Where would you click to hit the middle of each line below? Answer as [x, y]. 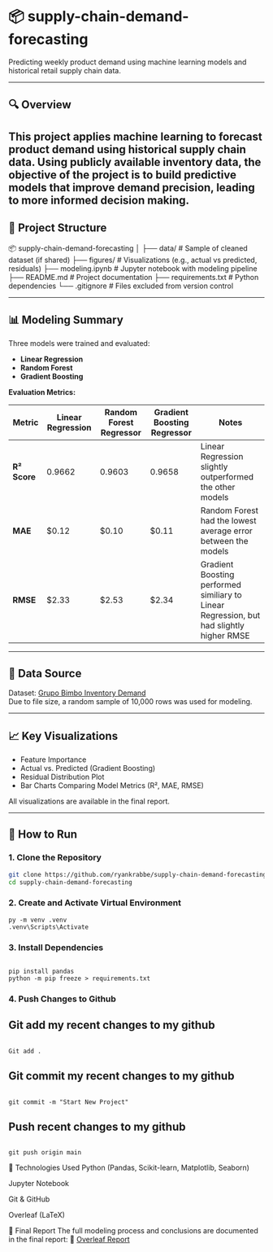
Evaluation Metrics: [42, 392]
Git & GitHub [29, 1199]
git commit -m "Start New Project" [69, 1102]
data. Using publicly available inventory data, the [135, 162]
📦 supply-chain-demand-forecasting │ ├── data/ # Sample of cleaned [128, 248]
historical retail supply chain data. [65, 70]
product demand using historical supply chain [127, 149]
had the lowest [229, 521]
